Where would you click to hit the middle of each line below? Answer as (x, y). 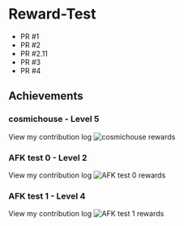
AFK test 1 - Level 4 (47, 196)
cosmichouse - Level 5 (54, 119)
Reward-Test (52, 14)
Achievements (46, 96)
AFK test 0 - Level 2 (48, 157)
